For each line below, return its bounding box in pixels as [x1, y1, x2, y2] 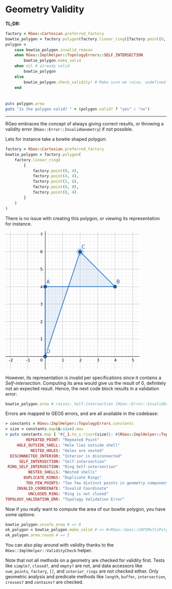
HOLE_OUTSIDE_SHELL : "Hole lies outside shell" [16, 443, 120, 448]
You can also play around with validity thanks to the [5, 542, 114, 548]
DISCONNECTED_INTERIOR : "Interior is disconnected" [10, 453, 123, 459]
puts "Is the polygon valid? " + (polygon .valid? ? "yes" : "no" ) [5, 106, 150, 112]
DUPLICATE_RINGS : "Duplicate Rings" [24, 475, 102, 481]
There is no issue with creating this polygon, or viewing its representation [5, 215, 160, 221]
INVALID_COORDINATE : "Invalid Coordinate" [16, 486, 109, 491]
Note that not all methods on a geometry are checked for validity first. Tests [5, 557, 165, 563]
